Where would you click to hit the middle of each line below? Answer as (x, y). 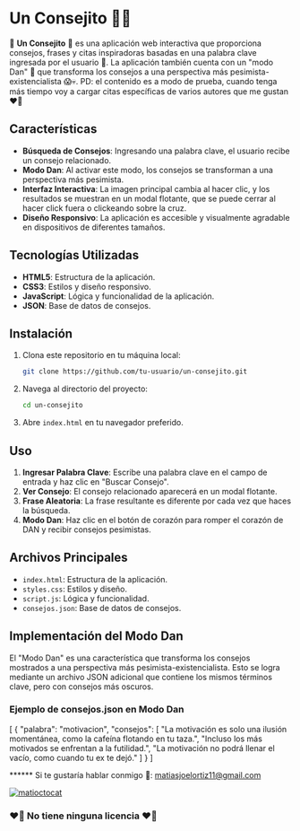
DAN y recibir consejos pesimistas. (86, 529)
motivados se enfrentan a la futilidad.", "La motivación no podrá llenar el (142, 748)
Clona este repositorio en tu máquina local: (101, 355)
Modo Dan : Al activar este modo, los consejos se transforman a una (147, 170)
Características (53, 129)
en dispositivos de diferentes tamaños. (94, 227)
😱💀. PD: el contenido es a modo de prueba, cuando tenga (171, 81)
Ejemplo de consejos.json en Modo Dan (97, 710)
